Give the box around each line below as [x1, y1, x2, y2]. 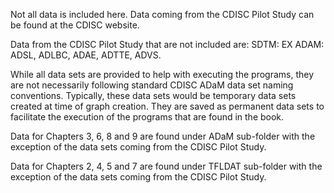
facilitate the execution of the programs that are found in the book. [10, 111, 285, 123]
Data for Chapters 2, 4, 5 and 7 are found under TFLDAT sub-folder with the [10, 160, 323, 172]
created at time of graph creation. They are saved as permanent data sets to [10, 100, 325, 112]
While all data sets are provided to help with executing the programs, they [10, 69, 315, 80]
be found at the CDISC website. [10, 19, 140, 31]
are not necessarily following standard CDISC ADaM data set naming [10, 79, 294, 91]
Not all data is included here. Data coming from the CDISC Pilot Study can [10, 9, 315, 20]
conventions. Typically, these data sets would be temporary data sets [10, 90, 297, 101]
